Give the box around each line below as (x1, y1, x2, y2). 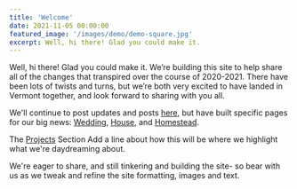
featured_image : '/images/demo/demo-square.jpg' (9, 29, 193, 38)
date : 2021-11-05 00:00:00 (9, 21, 109, 30)
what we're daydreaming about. (9, 144, 126, 154)
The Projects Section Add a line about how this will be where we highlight (9, 134, 278, 145)
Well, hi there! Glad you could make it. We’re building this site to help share (9, 62, 283, 73)
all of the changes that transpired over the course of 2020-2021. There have (9, 72, 289, 83)
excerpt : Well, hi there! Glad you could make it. (9, 37, 201, 47)
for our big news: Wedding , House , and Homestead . (9, 117, 200, 128)
